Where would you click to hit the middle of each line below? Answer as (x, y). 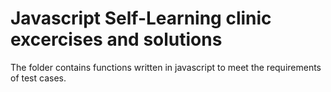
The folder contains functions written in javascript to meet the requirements (166, 67)
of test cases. (38, 78)
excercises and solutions (116, 39)
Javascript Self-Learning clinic (141, 18)
